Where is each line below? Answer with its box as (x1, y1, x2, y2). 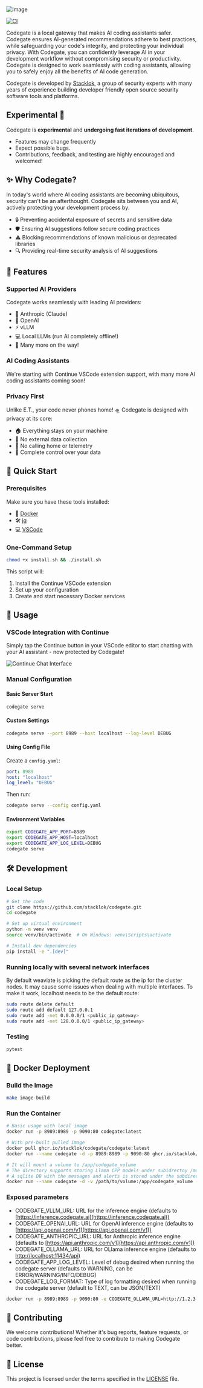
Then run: (6, 791, 31, 798)
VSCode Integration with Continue (6, 628, 109, 636)
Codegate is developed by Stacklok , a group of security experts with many (6, 79, 192, 87)
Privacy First (6, 392, 44, 400)
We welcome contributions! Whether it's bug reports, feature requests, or (6, 1329, 189, 1336)
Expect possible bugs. (14, 144, 71, 152)
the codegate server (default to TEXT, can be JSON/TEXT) (14, 1284, 161, 1291)
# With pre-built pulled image (6, 1139, 85, 1146)
